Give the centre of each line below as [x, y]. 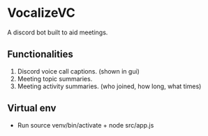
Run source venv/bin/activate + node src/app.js [86, 125]
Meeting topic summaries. [55, 79]
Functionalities [40, 54]
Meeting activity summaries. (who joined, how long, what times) [109, 86]
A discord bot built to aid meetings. [58, 32]
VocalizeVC [41, 13]
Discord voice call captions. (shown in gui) [78, 71]
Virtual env [32, 108]
